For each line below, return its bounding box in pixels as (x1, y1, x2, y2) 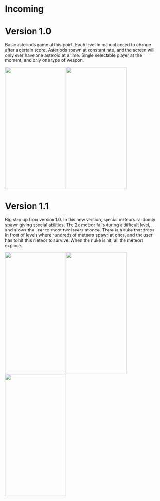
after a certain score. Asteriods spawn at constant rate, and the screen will (5, 47, 155, 53)
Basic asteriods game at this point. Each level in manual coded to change (5, 42, 152, 48)
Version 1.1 (5, 201, 49, 212)
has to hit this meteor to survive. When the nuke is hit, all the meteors (5, 237, 144, 243)
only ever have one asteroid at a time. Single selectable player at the (5, 52, 142, 58)
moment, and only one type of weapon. (5, 58, 84, 63)
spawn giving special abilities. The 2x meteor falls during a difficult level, (5, 222, 151, 228)
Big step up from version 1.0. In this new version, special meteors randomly (5, 217, 156, 223)
